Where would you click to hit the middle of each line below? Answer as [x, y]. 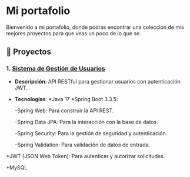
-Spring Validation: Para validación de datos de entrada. [82, 145]
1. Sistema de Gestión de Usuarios [56, 69]
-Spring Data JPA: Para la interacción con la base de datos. [86, 122]
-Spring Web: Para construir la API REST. [64, 111]
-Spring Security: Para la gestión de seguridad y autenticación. [91, 133]
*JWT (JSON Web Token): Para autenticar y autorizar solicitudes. [86, 156]
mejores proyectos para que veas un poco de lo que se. [74, 33]
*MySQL [17, 167]
